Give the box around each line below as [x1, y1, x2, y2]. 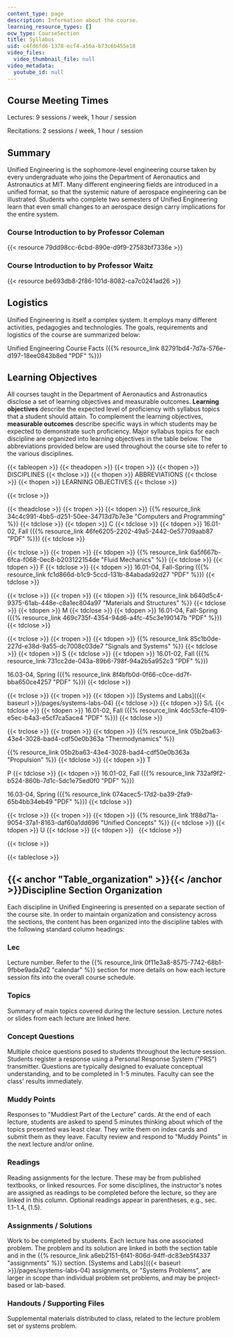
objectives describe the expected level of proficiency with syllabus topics [7, 405, 220, 413]
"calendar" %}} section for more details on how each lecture [51, 966, 226, 974]
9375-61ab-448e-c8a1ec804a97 [7, 599, 102, 607]
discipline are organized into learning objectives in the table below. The [7, 435, 212, 443]
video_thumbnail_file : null [13, 56, 96, 63]
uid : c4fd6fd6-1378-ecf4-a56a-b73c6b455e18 [7, 43, 136, 50]
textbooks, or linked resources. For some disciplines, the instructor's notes [7, 1180, 222, 1189]
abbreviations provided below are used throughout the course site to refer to [7, 442, 228, 451]
